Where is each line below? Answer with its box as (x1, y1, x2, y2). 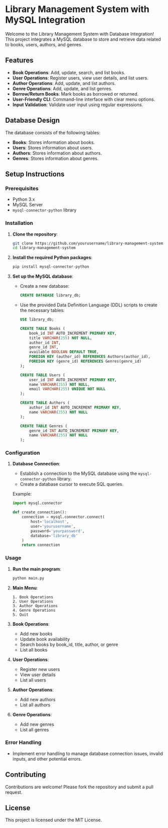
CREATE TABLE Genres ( (20, 424, 68, 429)
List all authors (20, 702, 51, 708)
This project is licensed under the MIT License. (5, 817, 102, 823)
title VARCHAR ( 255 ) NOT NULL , (29, 336, 92, 341)
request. (5, 789, 23, 795)
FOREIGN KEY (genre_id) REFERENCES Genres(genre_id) (29, 359, 142, 364)
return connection (22, 542, 60, 548)
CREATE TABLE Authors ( (20, 400, 70, 405)
